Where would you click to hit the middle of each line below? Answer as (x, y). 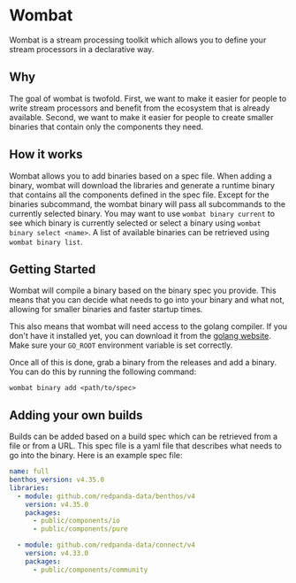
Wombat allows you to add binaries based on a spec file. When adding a (140, 176)
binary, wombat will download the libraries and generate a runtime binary (142, 185)
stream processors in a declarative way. (82, 49)
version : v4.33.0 (57, 554)
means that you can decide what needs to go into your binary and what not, (147, 300)
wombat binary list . (46, 242)
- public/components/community (90, 570)
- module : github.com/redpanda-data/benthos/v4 (106, 496)
